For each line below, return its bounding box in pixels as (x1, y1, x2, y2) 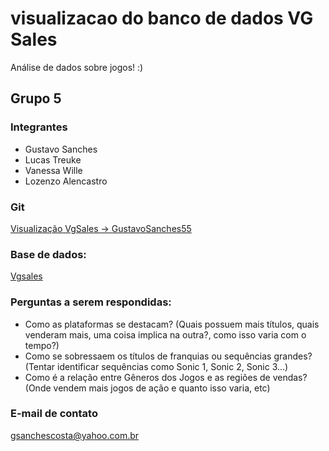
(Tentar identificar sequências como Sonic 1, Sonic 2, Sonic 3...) (24, 360, 289, 372)
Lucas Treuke (24, 153, 82, 166)
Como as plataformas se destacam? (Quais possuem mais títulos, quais (24, 318, 320, 330)
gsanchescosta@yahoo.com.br (10, 429, 140, 441)
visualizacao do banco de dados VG (10, 7, 314, 30)
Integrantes (10, 120, 68, 134)
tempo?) (24, 339, 60, 351)
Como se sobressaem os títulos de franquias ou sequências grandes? (24, 350, 313, 362)
